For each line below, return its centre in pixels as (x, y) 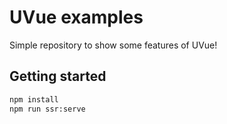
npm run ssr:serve (47, 109)
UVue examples (76, 17)
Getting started (58, 76)
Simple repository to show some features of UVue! (113, 45)
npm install (34, 99)
